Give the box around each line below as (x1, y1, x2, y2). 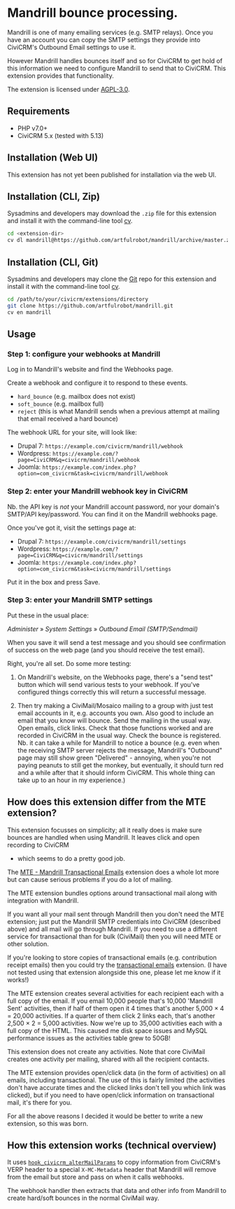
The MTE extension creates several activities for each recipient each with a (7, 989, 224, 997)
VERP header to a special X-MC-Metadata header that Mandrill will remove (7, 1166, 217, 1174)
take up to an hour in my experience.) (17, 776, 126, 784)
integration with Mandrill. (7, 896, 79, 905)
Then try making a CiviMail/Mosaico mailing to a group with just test (17, 701, 213, 709)
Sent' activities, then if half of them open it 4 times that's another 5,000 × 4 (7, 1004, 225, 1012)
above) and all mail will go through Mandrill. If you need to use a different (7, 924, 218, 933)
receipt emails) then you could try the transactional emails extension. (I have (7, 960, 227, 969)
